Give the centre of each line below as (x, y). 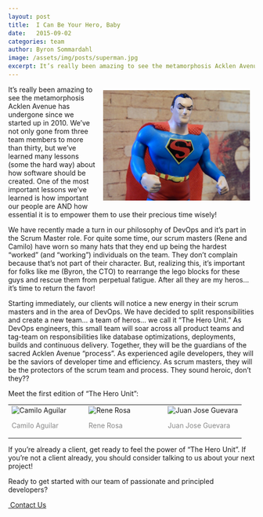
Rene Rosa (106, 425)
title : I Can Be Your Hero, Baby (65, 25)
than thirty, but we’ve (42, 147)
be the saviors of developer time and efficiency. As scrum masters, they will (130, 362)
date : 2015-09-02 (40, 33)
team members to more (46, 139)
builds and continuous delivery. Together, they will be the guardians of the (128, 344)
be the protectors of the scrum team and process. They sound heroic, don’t (130, 370)
